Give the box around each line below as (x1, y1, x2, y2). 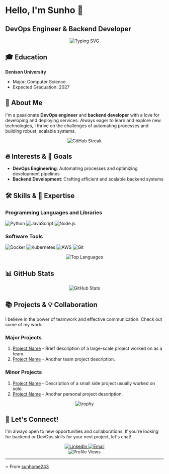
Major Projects (5, 334, 42, 341)
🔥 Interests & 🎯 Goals (5, 152, 72, 161)
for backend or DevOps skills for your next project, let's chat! (5, 434, 132, 440)
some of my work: (5, 322, 43, 328)
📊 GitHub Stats (5, 269, 54, 278)
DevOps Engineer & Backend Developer (5, 25, 132, 33)
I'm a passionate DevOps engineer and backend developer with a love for (5, 112, 160, 118)
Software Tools (5, 233, 43, 240)
